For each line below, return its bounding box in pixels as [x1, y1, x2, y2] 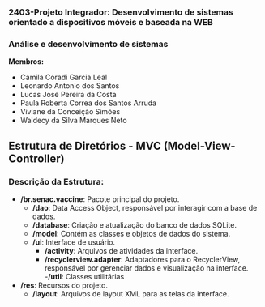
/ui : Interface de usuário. [32, 237, 116, 247]
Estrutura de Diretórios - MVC [8, 139, 162, 152]
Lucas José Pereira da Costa [19, 90, 117, 100]
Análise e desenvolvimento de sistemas [8, 38, 169, 49]
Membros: [8, 57, 45, 66]
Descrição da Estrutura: [8, 176, 104, 187]
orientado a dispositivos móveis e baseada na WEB [8, 16, 213, 28]
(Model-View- [163, 139, 237, 152]
